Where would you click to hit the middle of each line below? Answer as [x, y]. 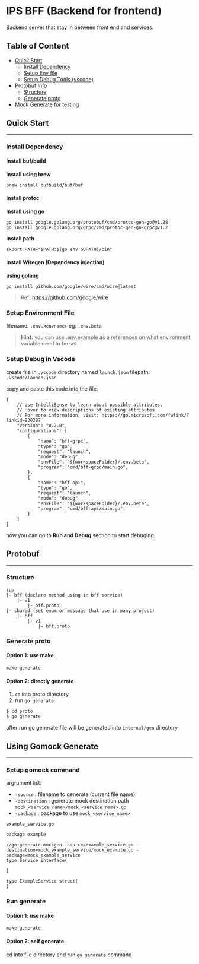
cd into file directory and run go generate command [69, 955]
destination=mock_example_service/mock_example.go [70, 850]
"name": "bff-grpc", [63, 441]
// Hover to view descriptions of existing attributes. [87, 410]
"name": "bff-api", [62, 483]
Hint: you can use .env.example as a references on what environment [105, 337]
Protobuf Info [31, 85]
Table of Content [38, 46]
